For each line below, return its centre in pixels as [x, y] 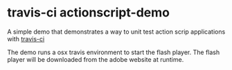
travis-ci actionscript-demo [88, 13]
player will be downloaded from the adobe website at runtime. [96, 59]
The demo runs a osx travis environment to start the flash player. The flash [114, 52]
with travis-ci [26, 38]
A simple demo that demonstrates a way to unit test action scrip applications [116, 32]
